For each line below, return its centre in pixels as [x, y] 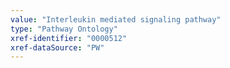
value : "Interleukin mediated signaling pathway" [116, 19]
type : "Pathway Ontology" [64, 29]
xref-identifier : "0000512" [69, 38]
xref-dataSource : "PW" [57, 47]
